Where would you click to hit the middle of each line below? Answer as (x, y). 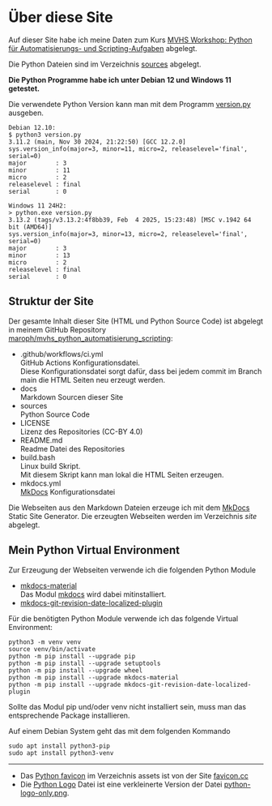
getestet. (24, 88)
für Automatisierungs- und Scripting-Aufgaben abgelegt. (103, 48)
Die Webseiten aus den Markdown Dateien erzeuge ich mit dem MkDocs (129, 508)
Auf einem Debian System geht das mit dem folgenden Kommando (119, 731)
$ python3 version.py (45, 135)
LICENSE (35, 422)
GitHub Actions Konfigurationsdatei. (80, 362)
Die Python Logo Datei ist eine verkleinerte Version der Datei (121, 784)
